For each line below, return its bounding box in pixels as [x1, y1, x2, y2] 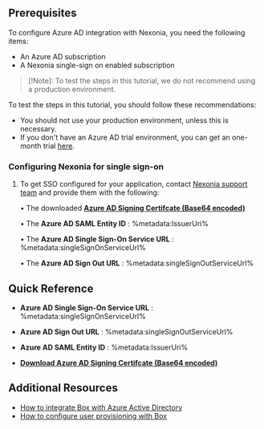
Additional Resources [8, 381, 118, 395]
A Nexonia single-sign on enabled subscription [19, 60, 175, 70]
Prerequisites [8, 6, 77, 20]
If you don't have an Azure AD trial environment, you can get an [19, 132, 230, 142]
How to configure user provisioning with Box [19, 411, 167, 420]
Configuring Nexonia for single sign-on [8, 160, 164, 172]
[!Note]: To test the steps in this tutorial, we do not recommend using [27, 75, 256, 85]
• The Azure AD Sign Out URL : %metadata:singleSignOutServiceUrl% [19, 258, 254, 268]
